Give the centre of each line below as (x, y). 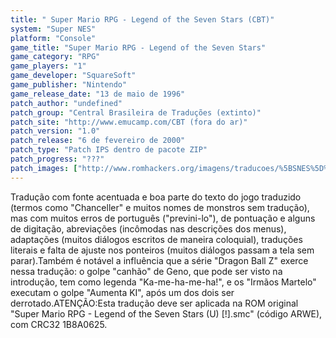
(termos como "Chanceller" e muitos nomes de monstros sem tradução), (160, 207)
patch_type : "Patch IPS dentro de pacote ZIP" (109, 150)
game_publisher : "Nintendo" (69, 85)
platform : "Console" (53, 38)
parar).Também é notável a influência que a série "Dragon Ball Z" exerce (159, 260)
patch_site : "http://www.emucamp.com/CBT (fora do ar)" (129, 122)
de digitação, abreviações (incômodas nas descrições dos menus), (148, 228)
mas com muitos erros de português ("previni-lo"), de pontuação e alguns (163, 218)
